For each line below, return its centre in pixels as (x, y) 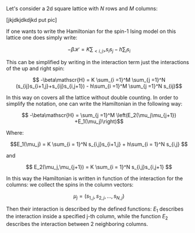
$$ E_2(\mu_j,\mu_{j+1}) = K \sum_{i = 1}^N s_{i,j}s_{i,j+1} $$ (99, 167)
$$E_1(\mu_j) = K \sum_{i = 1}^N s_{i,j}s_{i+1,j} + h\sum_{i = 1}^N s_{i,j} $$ (99, 144)
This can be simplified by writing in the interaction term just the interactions (98, 62)
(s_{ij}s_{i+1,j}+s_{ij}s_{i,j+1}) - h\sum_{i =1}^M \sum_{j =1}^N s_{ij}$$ (99, 86)
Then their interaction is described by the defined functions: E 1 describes (95, 209)
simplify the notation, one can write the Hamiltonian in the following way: (94, 104)
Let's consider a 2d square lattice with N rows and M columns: (82, 9)
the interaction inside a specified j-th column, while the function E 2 (87, 217)
